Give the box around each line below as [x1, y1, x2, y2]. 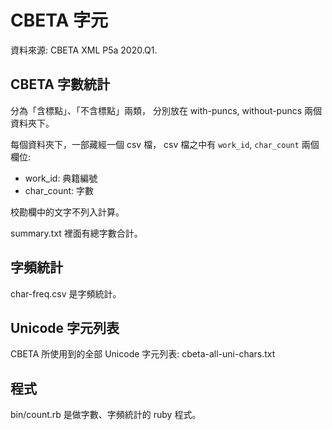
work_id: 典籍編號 [24, 172, 98, 184]
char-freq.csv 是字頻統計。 [10, 287, 122, 300]
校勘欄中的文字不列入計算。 [10, 206, 125, 218]
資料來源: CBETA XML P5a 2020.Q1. [10, 44, 158, 56]
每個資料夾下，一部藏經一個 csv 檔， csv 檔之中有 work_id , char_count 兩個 [10, 138, 320, 150]
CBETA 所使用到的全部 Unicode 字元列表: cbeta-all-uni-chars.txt [10, 348, 276, 360]
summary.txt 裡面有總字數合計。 [10, 227, 143, 239]
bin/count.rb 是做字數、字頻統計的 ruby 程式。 [10, 409, 202, 421]
